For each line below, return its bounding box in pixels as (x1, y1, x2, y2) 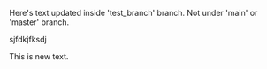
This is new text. (9, 51, 69, 61)
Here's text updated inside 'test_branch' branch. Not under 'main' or (9, 8, 258, 18)
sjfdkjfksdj (9, 34, 47, 44)
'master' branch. (9, 17, 70, 27)
